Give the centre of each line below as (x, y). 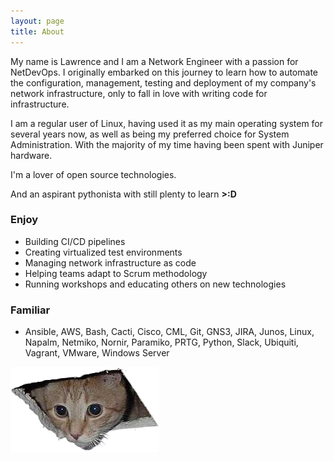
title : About (37, 31)
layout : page (37, 21)
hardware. (31, 155)
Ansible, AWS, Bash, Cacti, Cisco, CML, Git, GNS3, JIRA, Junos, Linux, (169, 332)
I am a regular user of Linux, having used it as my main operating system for (167, 123)
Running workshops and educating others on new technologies (155, 284)
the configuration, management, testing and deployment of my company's (163, 82)
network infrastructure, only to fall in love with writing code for (139, 93)
